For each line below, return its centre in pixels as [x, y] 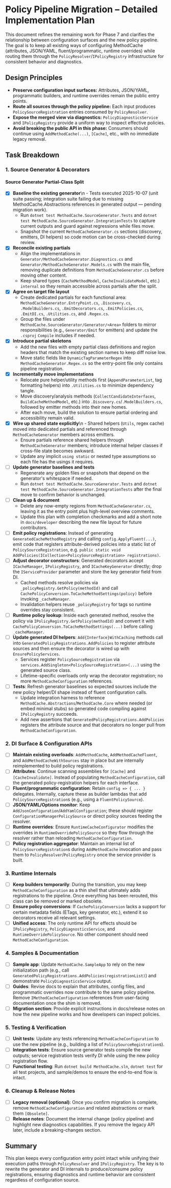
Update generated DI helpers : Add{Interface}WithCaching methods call [88, 637]
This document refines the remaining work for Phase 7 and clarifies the [80, 34]
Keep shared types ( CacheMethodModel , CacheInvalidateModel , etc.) [90, 281]
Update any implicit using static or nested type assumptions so [88, 456]
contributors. [34, 527]
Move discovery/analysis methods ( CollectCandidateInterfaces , [88, 396]
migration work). [30, 210]
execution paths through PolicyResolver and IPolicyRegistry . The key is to [85, 1164]
